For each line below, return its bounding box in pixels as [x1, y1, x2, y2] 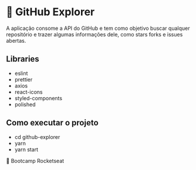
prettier [14, 76, 33, 83]
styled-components [14, 94, 63, 101]
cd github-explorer [14, 133, 60, 140]
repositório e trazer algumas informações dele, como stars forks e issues [6, 30, 183, 38]
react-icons [14, 88, 43, 96]
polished [14, 101, 36, 108]
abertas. [6, 37, 26, 44]
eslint [14, 70, 28, 77]
